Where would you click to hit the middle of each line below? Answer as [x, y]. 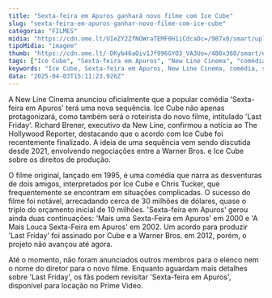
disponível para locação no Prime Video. [76, 285]
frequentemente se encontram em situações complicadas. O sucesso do [130, 192]
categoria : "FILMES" [43, 31]
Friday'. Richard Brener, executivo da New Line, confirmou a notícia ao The [133, 125]
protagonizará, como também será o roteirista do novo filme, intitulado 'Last [135, 116]
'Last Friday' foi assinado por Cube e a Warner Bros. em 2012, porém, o [127, 235]
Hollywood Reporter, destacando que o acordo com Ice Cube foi [116, 134]
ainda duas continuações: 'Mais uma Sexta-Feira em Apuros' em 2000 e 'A [133, 218]
